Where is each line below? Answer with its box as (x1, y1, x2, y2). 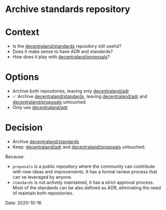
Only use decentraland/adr (12, 104, 68, 111)
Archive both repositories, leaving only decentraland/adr (12, 88, 129, 94)
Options (5, 71, 39, 83)
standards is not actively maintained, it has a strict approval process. (12, 179, 154, 185)
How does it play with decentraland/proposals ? (12, 54, 110, 60)
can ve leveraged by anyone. (12, 174, 73, 180)
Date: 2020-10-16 (5, 200, 42, 205)
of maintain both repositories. (12, 190, 74, 196)
